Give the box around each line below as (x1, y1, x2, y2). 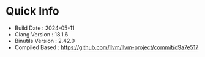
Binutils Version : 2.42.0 (14, 37, 75, 44)
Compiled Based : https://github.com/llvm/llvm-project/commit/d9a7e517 (14, 44, 199, 51)
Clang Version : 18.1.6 (14, 30, 69, 38)
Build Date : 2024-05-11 (14, 24, 75, 32)
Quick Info (6, 4, 59, 18)
